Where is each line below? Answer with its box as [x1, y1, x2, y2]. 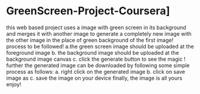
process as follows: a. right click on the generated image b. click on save [6, 68, 185, 75]
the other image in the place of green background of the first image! [6, 36, 174, 43]
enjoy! [6, 80, 21, 87]
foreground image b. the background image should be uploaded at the [6, 49, 179, 56]
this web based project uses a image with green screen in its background [6, 24, 186, 31]
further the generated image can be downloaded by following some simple [6, 61, 190, 69]
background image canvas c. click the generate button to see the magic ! [6, 55, 186, 62]
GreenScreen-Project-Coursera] [6, 4, 170, 18]
